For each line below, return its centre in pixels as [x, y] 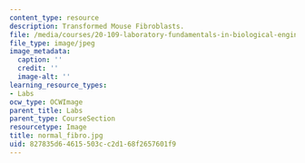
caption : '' [40, 60]
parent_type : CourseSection [63, 119]
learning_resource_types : [58, 85]
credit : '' [38, 69]
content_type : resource [54, 18]
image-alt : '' [44, 77]
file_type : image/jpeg [52, 43]
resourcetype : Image [49, 128]
